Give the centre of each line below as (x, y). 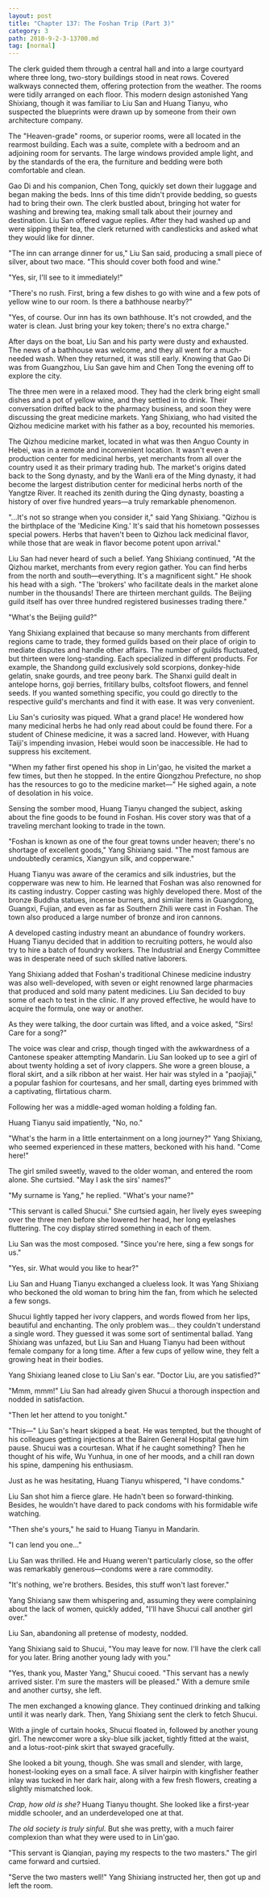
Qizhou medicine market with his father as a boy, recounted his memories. (132, 426)
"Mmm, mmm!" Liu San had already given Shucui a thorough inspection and (134, 1391)
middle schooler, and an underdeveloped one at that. (96, 1813)
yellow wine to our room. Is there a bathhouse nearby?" (100, 302)
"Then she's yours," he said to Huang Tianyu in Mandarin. (104, 1529)
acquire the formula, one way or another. (76, 1009)
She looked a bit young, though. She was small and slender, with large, (126, 1763)
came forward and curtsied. (54, 1861)
